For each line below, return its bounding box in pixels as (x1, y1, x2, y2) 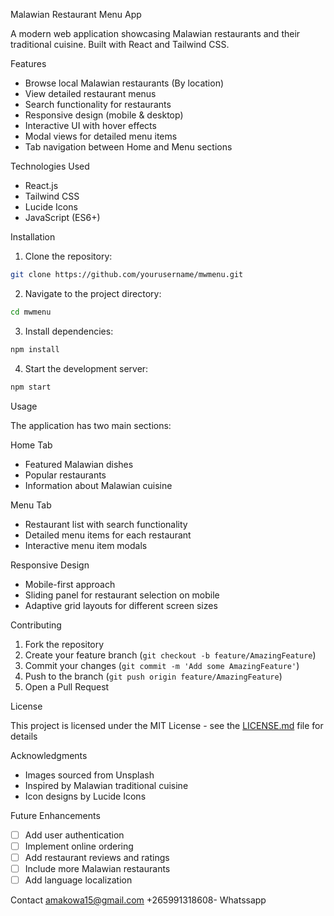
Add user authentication (24, 829, 125, 841)
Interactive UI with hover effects (24, 120, 157, 131)
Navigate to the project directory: (24, 287, 162, 299)
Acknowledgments (10, 749, 88, 761)
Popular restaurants (24, 469, 107, 481)
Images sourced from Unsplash (24, 769, 155, 781)
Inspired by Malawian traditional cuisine (24, 779, 189, 791)
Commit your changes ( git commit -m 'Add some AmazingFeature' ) (24, 659, 300, 671)
